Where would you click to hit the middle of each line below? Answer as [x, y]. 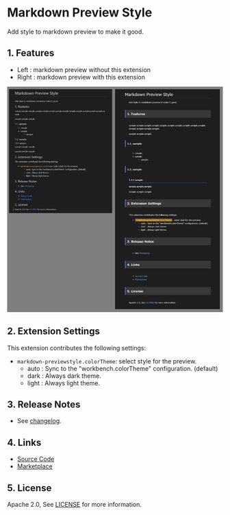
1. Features [31, 53]
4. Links [24, 443]
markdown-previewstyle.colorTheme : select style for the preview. [107, 361]
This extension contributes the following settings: [76, 348]
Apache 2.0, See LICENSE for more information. [75, 505]
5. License [29, 488]
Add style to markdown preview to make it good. [75, 32]
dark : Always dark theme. [64, 376]
